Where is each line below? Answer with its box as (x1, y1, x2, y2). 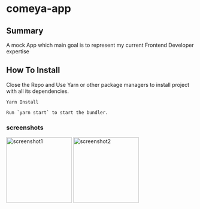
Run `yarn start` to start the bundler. (6, 110, 109, 116)
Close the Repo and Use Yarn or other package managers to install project (6, 81, 190, 88)
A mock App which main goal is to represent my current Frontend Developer (6, 41, 194, 49)
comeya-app (6, 2, 71, 16)
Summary (6, 26, 44, 36)
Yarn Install (6, 99, 39, 105)
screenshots (6, 123, 44, 132)
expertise (6, 48, 30, 55)
